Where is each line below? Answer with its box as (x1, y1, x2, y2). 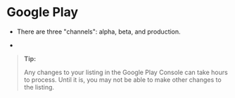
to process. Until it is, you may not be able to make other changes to (23, 75, 222, 84)
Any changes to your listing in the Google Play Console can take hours (23, 68, 228, 76)
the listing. (23, 83, 54, 91)
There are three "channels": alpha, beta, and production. (16, 27, 181, 36)
